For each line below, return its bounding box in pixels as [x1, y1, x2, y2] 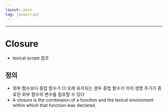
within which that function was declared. [12, 103, 96, 109]
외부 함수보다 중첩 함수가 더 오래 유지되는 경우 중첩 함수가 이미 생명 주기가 [12, 85, 156, 91]
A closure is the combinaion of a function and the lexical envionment [12, 97, 154, 103]
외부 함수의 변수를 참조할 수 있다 [21, 92, 85, 98]
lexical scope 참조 [12, 55, 49, 61]
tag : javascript [5, 12, 39, 17]
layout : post [5, 7, 32, 12]
